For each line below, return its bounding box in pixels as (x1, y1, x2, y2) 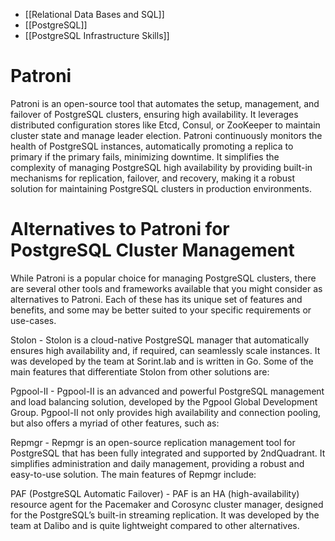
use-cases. (10, 314, 57, 326)
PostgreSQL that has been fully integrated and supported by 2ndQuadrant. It (10, 447, 326, 459)
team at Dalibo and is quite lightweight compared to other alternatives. (10, 519, 300, 531)
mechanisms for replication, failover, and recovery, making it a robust (10, 172, 295, 184)
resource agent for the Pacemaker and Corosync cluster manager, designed (10, 498, 324, 510)
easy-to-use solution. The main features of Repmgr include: (10, 468, 257, 480)
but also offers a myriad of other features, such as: (10, 417, 220, 429)
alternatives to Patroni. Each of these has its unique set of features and (10, 293, 303, 305)
